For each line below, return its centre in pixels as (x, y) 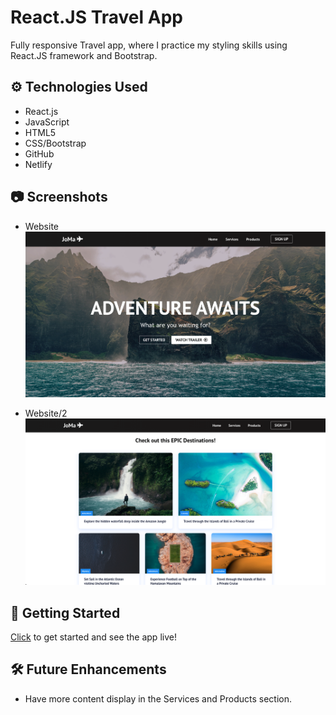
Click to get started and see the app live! (93, 637)
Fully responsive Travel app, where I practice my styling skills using (149, 45)
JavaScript (47, 122)
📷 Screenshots (59, 197)
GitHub (39, 153)
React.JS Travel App (96, 17)
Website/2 (46, 413)
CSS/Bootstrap (55, 143)
